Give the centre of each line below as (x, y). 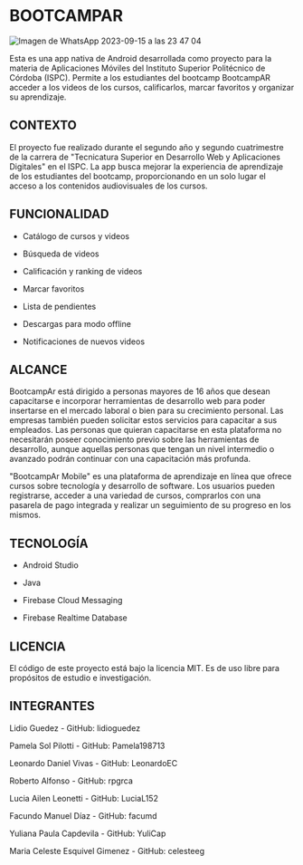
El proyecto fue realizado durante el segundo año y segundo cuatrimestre (147, 147)
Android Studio (50, 565)
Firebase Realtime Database (75, 618)
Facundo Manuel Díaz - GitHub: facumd (83, 815)
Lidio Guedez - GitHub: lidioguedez (75, 728)
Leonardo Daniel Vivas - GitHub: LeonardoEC (94, 763)
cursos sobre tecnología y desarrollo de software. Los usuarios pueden (142, 486)
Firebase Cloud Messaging (72, 601)
